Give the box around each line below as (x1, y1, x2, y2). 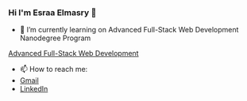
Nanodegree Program (19, 33, 91, 43)
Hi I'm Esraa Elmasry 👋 (8, 7, 97, 18)
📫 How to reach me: (19, 65, 88, 74)
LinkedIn (19, 84, 48, 94)
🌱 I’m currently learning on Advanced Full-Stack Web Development (19, 25, 239, 35)
